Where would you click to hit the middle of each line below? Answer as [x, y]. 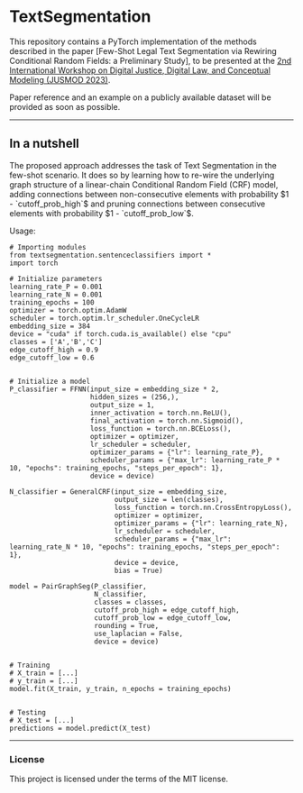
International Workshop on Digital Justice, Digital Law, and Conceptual [140, 70]
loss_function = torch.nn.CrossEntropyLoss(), [203, 507]
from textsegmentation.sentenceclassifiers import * [110, 255]
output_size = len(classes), [169, 499]
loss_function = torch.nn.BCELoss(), [161, 428]
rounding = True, [127, 625]
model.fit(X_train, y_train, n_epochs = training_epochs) [120, 688]
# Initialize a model [50, 381]
